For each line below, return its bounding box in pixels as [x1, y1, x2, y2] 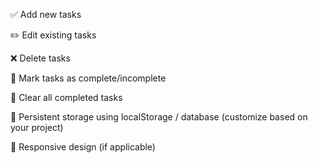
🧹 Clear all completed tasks [10, 92, 123, 103]
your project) [10, 122, 64, 133]
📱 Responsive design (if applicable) [10, 141, 156, 153]
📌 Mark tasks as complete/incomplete [10, 72, 167, 84]
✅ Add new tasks [10, 9, 82, 20]
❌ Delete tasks [10, 52, 71, 64]
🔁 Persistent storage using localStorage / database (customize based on [10, 111, 308, 123]
